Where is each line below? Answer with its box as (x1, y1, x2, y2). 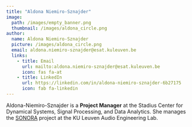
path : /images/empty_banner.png (11, 19, 92, 25)
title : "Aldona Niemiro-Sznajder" (6, 8, 92, 15)
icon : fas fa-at (21, 69, 62, 75)
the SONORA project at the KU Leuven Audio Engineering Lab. (6, 114, 158, 121)
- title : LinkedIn (17, 74, 62, 80)
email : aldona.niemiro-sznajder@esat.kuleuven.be (11, 47, 136, 53)
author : (6, 31, 25, 37)
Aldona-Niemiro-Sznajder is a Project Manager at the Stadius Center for (6, 102, 183, 109)
